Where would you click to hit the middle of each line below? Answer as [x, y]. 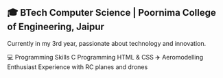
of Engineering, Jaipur [56, 27]
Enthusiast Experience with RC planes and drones [78, 67]
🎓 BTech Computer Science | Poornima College [111, 13]
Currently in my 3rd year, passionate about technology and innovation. [107, 43]
